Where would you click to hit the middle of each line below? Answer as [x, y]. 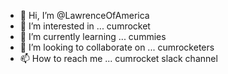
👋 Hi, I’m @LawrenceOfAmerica [84, 15]
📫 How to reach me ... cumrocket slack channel [118, 58]
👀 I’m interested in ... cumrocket [85, 26]
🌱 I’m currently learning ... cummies [93, 36]
